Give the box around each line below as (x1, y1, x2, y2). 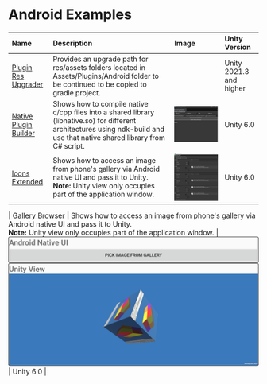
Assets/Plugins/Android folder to (52, 71, 159, 80)
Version (224, 42, 252, 52)
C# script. (52, 141, 85, 150)
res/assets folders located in (52, 62, 145, 72)
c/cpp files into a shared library (52, 107, 155, 117)
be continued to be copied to (52, 80, 147, 89)
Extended (11, 176, 44, 186)
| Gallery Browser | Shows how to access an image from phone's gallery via (8, 211, 256, 220)
